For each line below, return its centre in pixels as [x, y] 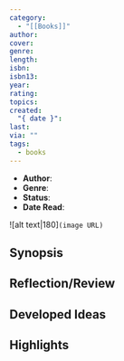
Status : [37, 197]
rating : [24, 93]
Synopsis [36, 253]
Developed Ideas [58, 314]
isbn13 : [24, 77]
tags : [19, 144]
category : [28, 18]
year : [19, 85]
